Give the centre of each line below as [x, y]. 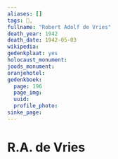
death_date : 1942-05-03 [42, 40]
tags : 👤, [20, 20]
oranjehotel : [26, 73]
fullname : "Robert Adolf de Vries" [59, 27]
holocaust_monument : [38, 60]
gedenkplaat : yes [33, 54]
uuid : [22, 100]
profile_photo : [36, 106]
